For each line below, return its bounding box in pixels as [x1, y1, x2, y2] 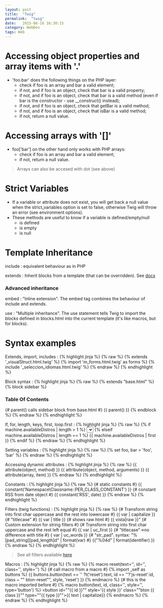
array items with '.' [5, 61, 81, 72]
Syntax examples [5, 338, 76, 349]
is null [19, 230, 32, 236]
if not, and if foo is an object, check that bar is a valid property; [19, 87, 146, 93]
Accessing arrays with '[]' [5, 130, 112, 141]
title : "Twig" [5, 12, 36, 17]
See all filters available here [16, 552, 72, 558]
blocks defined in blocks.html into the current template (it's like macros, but [5, 315, 156, 321]
